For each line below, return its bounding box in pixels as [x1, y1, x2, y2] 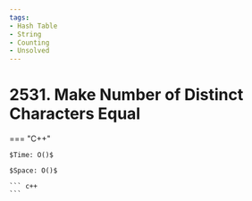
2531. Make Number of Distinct [9, 85, 244, 105]
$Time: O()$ [9, 151, 54, 160]
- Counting [9, 38, 50, 47]
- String [9, 29, 42, 38]
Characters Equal [9, 104, 141, 124]
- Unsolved [9, 46, 50, 55]
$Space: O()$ [9, 166, 58, 175]
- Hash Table [9, 21, 58, 30]
